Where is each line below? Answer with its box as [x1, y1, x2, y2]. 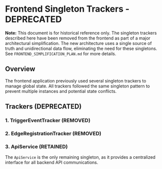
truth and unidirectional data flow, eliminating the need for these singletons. [5, 45, 158, 51]
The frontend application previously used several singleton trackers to [5, 78, 146, 84]
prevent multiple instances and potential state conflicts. [5, 88, 117, 94]
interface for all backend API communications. [5, 160, 98, 166]
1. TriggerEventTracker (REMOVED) [5, 117, 91, 124]
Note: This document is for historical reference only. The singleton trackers [5, 30, 157, 36]
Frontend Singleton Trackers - [5, 3, 130, 15]
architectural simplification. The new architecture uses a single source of [5, 40, 152, 46]
